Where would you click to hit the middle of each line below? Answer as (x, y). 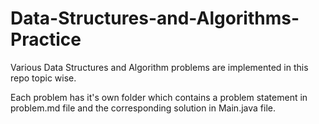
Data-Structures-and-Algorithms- (155, 18)
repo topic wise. (43, 78)
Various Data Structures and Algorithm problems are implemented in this (159, 67)
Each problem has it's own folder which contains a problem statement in (159, 97)
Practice (46, 39)
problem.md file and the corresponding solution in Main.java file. (143, 108)
